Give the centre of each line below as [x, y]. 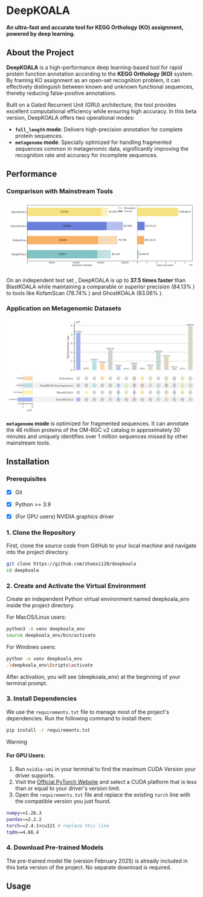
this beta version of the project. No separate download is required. [89, 867]
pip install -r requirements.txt [48, 730]
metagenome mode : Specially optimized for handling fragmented [93, 142]
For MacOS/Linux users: [36, 617]
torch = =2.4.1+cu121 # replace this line [58, 826]
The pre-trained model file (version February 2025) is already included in [97, 861]
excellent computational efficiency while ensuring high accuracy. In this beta [101, 111]
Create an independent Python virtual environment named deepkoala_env [98, 599]
